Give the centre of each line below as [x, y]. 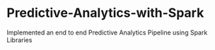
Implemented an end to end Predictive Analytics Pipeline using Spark [107, 32]
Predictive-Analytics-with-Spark [105, 13]
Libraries [19, 39]
